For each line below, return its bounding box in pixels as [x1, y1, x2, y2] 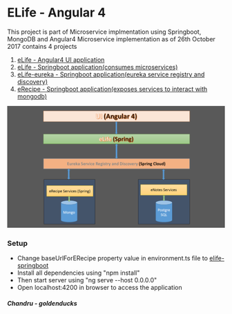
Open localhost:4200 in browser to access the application [17, 284, 182, 292]
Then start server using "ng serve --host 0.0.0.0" [17, 276, 157, 284]
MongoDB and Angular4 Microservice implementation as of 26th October [7, 34, 216, 43]
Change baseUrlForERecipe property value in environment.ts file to [17, 254, 209, 262]
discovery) [17, 77, 48, 85]
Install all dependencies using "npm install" [17, 269, 140, 277]
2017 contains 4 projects [7, 42, 77, 50]
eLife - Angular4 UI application [17, 55, 105, 63]
